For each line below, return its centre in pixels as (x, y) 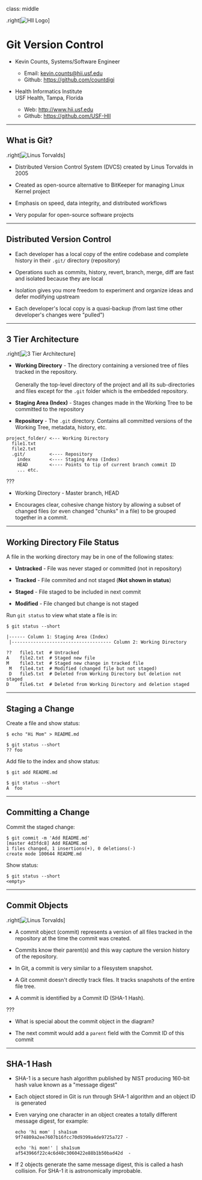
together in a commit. (41, 518)
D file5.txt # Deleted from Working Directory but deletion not (95, 674)
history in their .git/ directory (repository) (67, 260)
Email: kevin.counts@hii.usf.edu (63, 73)
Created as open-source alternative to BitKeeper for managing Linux (99, 185)
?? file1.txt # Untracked (43, 653)
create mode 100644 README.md (44, 854)
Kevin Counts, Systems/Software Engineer (67, 61)
